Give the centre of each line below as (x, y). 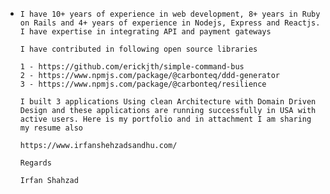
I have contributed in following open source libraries (138, 49)
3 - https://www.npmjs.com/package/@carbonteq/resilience (143, 84)
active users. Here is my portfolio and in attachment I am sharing (165, 119)
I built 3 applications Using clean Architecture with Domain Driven (168, 102)
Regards (35, 163)
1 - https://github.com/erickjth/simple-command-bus (132, 67)
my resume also (51, 128)
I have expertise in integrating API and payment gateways (145, 32)
